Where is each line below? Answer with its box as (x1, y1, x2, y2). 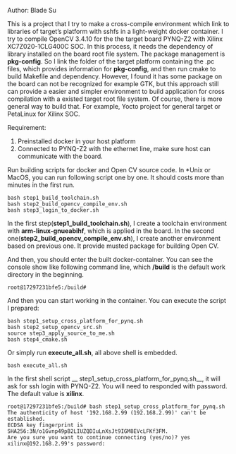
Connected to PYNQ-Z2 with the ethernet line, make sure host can (17, 145, 211, 153)
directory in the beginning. (7, 270, 85, 278)
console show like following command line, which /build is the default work (7, 263, 225, 271)
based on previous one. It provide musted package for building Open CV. (7, 241, 219, 250)
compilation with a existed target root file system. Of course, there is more (7, 95, 223, 103)
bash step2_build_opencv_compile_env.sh (7, 201, 128, 208)
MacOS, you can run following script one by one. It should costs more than (7, 173, 225, 181)
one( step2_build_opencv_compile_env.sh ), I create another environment (7, 234, 221, 242)
